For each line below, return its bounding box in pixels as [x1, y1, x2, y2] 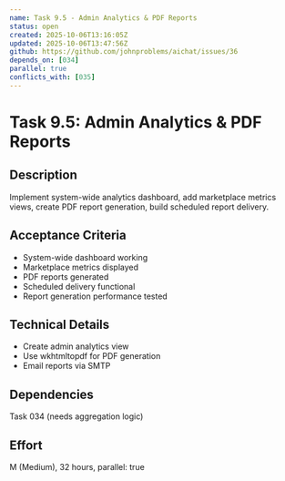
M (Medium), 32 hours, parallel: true [9, 462, 146, 472]
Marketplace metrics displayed [22, 261, 139, 272]
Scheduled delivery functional [22, 281, 136, 292]
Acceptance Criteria [9, 228, 127, 243]
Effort [9, 437, 43, 453]
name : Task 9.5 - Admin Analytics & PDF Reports [9, 13, 198, 23]
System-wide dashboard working [22, 251, 148, 262]
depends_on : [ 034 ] [9, 56, 79, 65]
